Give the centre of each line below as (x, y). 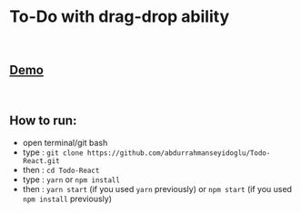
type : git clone (53, 152)
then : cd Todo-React (61, 169)
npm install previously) (67, 198)
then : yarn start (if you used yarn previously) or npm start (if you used (157, 189)
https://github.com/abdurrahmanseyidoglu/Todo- (179, 153)
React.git (41, 160)
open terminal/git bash (65, 142)
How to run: (43, 121)
